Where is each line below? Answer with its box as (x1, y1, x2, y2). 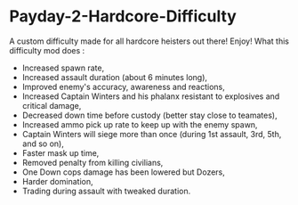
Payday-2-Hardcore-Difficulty (9, 6, 238, 27)
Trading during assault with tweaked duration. (21, 185, 191, 196)
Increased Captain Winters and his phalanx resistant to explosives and (21, 91, 280, 102)
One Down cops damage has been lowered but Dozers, (21, 167, 225, 177)
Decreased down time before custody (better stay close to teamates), (21, 110, 278, 120)
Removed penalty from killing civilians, (21, 157, 164, 168)
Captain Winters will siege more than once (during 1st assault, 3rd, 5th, (21, 128, 282, 139)
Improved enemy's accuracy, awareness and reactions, (21, 81, 225, 92)
